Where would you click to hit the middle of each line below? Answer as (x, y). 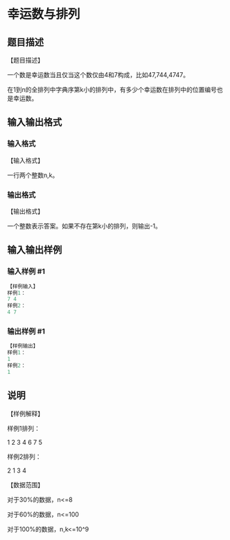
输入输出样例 (35, 250)
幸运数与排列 (44, 14)
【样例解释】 (25, 414)
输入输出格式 (35, 122)
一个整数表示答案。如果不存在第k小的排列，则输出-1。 (84, 226)
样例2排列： (24, 457)
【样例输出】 (23, 346)
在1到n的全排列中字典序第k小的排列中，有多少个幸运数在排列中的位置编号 (112, 90)
